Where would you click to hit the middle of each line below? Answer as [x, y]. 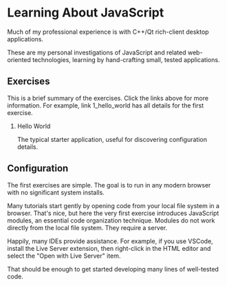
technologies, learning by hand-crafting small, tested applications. [126, 59]
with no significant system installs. [56, 192]
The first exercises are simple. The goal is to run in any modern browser [109, 185]
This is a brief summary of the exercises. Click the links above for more [108, 98]
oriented [19, 59]
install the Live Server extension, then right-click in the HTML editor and [109, 248]
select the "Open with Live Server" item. [64, 256]
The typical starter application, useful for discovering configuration [112, 139]
